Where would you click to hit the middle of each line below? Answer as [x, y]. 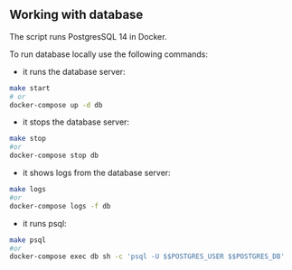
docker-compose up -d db [56, 105]
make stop [28, 139]
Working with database [76, 15]
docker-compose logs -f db [60, 206]
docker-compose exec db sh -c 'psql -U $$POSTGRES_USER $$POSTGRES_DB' [147, 256]
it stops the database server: [75, 122]
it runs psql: [44, 223]
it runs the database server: [74, 71]
